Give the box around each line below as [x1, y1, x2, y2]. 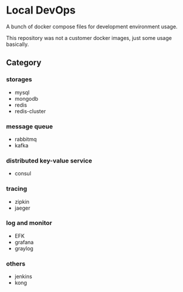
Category [6, 58, 42, 68]
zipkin [14, 198, 29, 205]
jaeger [14, 204, 31, 211]
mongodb [14, 95, 38, 102]
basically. [6, 41, 29, 48]
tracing [6, 185, 28, 193]
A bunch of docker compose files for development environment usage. [6, 23, 178, 30]
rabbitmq [14, 135, 37, 142]
